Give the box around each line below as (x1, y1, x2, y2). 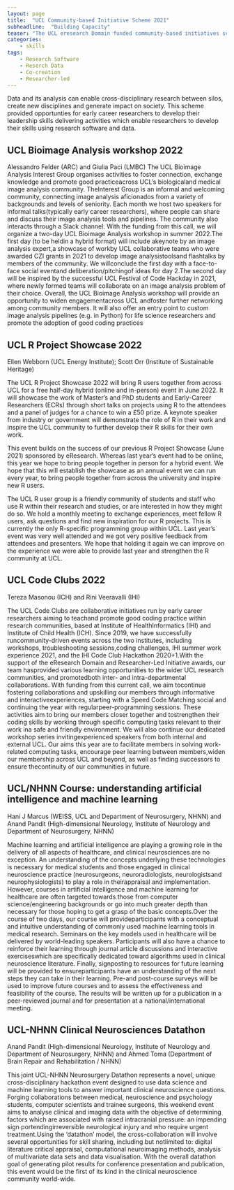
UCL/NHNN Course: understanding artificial (7, 783, 202, 794)
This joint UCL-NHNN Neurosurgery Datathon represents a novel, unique (7, 1071, 216, 1080)
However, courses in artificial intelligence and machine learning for (7, 885, 198, 893)
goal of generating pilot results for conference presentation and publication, (7, 1160, 225, 1168)
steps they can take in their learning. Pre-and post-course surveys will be (7, 974, 218, 982)
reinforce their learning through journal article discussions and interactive (7, 944, 218, 952)
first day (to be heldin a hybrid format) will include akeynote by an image (7, 237, 215, 245)
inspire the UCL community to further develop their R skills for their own (7, 423, 214, 431)
